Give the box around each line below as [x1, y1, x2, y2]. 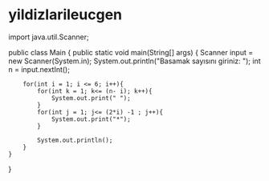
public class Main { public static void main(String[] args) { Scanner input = [8, 47, 254, 57]
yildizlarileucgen [8, 6, 123, 24]
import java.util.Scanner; [8, 32, 90, 42]
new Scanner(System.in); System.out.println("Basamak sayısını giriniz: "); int [8, 56, 261, 66]
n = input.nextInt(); [8, 64, 71, 74]
